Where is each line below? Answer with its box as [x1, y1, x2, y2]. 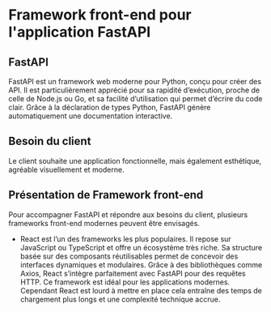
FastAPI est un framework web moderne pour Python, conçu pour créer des [8, 77, 261, 86]
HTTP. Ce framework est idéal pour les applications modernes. [19, 277, 231, 287]
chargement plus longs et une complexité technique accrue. [19, 294, 221, 304]
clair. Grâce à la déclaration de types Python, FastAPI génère [8, 103, 211, 112]
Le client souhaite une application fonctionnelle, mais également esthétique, [8, 156, 262, 165]
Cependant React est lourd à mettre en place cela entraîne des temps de [19, 285, 263, 295]
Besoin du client [8, 135, 91, 148]
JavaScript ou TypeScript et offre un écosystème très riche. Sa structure [19, 242, 263, 252]
